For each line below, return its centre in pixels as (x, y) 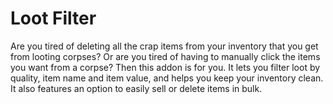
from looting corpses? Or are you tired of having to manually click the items (165, 56)
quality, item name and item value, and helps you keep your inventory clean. (167, 78)
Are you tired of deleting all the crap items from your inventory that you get (164, 46)
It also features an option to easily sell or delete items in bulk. (136, 88)
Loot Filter (53, 18)
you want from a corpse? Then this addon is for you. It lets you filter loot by (165, 67)
